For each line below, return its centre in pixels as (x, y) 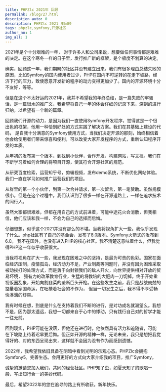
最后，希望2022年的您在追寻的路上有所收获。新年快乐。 (62, 384)
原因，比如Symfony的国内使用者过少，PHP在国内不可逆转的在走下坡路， (79, 75)
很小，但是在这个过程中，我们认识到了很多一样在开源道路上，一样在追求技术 (83, 195)
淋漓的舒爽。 (22, 295)
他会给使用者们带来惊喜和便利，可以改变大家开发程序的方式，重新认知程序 (81, 139)
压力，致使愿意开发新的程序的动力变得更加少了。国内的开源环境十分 (91, 81)
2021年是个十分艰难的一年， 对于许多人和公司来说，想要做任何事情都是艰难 (82, 52)
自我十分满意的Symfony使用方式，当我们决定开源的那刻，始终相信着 (89, 133)
